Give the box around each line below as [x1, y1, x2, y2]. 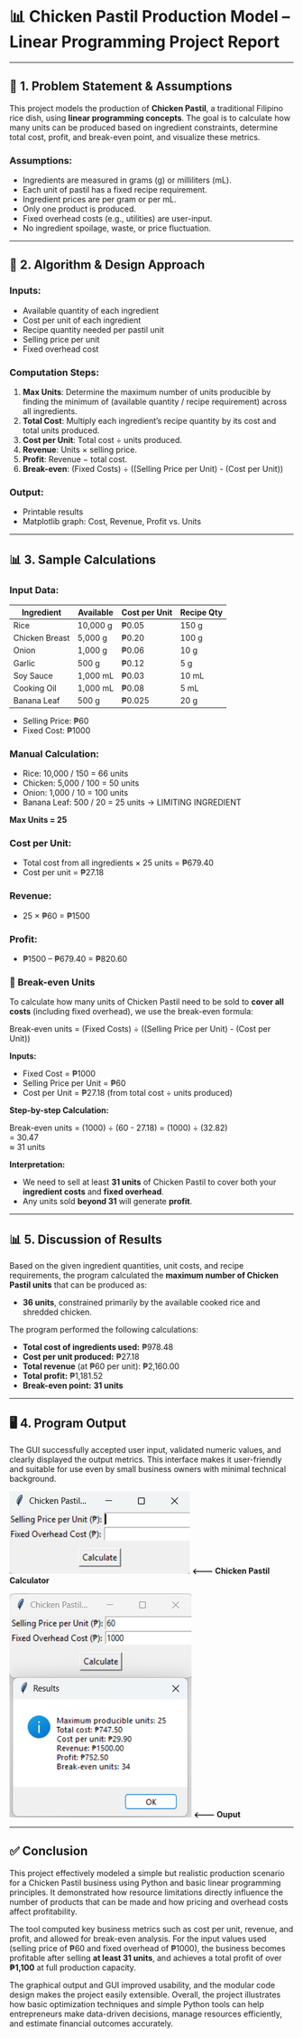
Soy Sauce [13, 670, 54, 681]
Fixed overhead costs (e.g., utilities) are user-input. [22, 213, 213, 224]
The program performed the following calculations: [9, 1325, 198, 1335]
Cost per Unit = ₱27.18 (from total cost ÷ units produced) [22, 1088, 233, 1099]
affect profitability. [9, 1906, 78, 1917]
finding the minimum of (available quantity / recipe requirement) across [22, 396, 287, 407]
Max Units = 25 [9, 815, 68, 826]
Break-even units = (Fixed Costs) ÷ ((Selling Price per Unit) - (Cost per [9, 1024, 271, 1034]
